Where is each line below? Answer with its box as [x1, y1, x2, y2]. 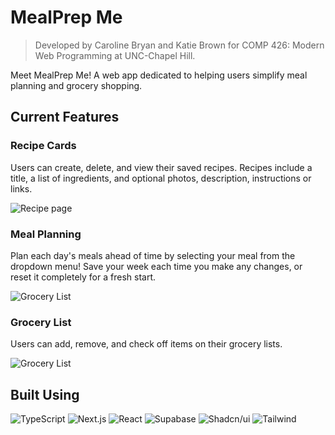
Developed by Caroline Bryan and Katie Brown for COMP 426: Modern [34, 39, 325, 51]
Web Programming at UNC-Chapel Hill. [34, 49, 196, 61]
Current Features [10, 109, 120, 126]
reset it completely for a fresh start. [10, 271, 156, 283]
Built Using [10, 386, 80, 403]
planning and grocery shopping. [10, 79, 143, 91]
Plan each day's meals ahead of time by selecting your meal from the [10, 249, 296, 261]
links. [10, 182, 33, 195]
